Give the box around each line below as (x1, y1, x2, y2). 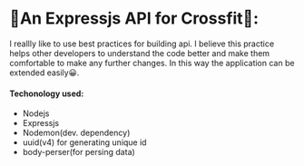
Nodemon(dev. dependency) (22, 127, 131, 139)
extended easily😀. (9, 67, 80, 78)
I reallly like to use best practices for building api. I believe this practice (9, 38, 275, 49)
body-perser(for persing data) (22, 147, 136, 158)
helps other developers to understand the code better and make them (9, 47, 270, 58)
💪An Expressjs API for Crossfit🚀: (9, 8, 260, 29)
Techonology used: (9, 88, 84, 99)
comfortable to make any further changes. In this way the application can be (9, 57, 295, 68)
